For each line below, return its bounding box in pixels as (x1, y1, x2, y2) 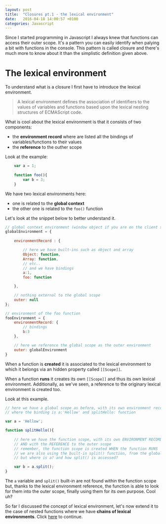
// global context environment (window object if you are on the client (5, 224, 158, 230)
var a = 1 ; (14, 164, 37, 169)
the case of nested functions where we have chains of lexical (5, 509, 131, 515)
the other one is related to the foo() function (12, 206, 103, 212)
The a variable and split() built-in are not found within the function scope (5, 478, 157, 484)
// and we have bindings (23, 265, 74, 271)
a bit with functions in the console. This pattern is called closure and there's (5, 45, 160, 51)
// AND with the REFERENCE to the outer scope (14, 441, 112, 446)
